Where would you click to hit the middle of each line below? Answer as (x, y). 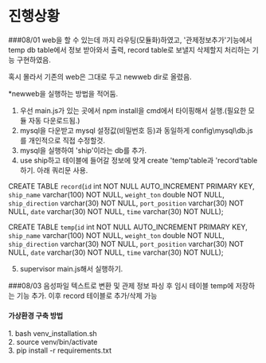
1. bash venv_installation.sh (53, 334)
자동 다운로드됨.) (54, 120)
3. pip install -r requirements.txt (60, 350)
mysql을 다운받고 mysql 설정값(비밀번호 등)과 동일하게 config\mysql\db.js (136, 130)
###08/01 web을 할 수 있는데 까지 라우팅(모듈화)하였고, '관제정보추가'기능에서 (130, 40)
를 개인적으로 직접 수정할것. (63, 140)
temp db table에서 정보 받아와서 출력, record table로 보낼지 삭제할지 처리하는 (129, 49)
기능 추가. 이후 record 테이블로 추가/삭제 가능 (87, 295)
